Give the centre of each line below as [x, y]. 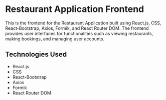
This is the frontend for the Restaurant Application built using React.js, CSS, [83, 23]
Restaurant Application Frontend [75, 9]
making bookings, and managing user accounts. [55, 39]
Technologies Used [36, 54]
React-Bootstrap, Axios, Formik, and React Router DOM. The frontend [77, 28]
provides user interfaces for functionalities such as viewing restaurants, [79, 33]
